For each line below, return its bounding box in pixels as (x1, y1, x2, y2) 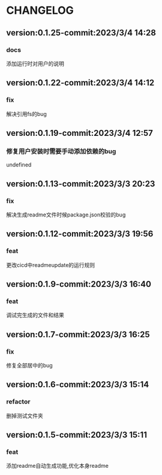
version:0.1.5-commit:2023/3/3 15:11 (6, 430, 147, 440)
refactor (6, 397, 31, 406)
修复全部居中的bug (6, 362, 53, 369)
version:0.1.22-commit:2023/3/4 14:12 (6, 78, 155, 88)
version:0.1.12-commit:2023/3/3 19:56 (6, 229, 154, 239)
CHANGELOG (6, 4, 74, 17)
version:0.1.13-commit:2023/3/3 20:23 (6, 179, 155, 189)
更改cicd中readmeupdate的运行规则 (6, 261, 95, 268)
